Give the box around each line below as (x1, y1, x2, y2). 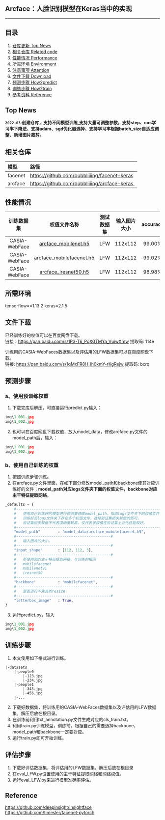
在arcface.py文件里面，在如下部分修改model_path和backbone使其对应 (12, 480, 156, 486)
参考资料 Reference (12, 91, 52, 97)
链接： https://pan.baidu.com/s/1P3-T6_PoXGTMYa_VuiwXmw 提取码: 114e (5, 338, 155, 344)
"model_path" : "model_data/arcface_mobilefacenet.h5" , (14, 529, 146, 534)
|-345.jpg (23, 686, 43, 691)
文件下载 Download (12, 73, 52, 79)
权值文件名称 (49, 221, 80, 228)
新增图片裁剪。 (13, 132, 44, 138)
